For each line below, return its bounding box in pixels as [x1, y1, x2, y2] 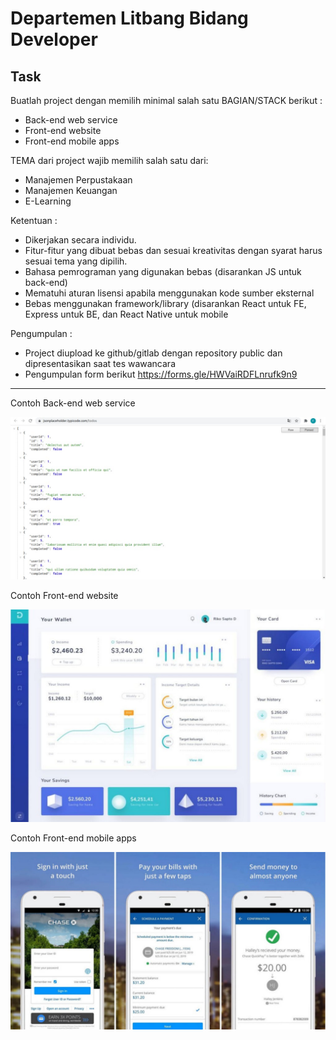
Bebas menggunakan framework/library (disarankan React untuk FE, [24, 298, 307, 309]
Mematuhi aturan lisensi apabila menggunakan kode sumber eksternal [24, 287, 315, 299]
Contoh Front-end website [10, 589, 119, 601]
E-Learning [24, 195, 72, 207]
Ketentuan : [10, 215, 58, 226]
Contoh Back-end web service [10, 397, 136, 409]
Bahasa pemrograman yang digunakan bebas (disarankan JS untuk [24, 266, 302, 277]
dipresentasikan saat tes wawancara [24, 358, 176, 369]
